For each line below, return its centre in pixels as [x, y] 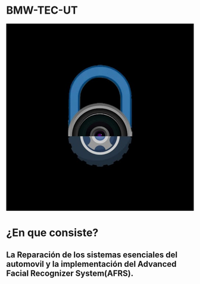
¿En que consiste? [52, 233]
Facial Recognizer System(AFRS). [70, 273]
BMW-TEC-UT [42, 10]
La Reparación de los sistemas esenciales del [92, 255]
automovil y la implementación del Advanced [91, 264]
